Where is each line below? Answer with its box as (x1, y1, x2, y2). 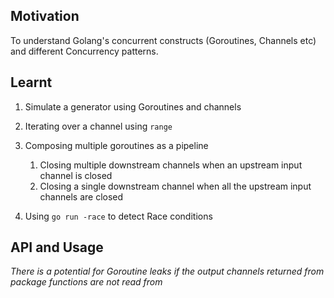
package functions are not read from (10, 276, 163, 288)
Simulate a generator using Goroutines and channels (24, 100, 242, 113)
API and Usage (10, 239, 104, 256)
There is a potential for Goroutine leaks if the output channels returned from (10, 265, 325, 278)
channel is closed (39, 169, 113, 181)
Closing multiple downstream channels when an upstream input (39, 159, 303, 171)
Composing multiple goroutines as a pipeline (24, 139, 209, 151)
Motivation (10, 8, 80, 25)
